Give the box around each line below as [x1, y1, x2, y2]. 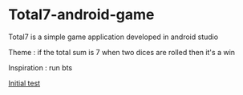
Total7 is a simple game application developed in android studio [8, 32, 219, 42]
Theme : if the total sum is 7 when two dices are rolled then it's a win [8, 47, 235, 57]
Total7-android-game [8, 6, 155, 24]
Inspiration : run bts [8, 62, 73, 73]
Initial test [8, 78, 41, 88]
